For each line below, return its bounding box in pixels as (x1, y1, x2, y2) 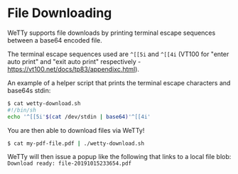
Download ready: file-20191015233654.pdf (7, 160, 132, 168)
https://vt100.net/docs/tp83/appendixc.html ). (7, 65, 140, 73)
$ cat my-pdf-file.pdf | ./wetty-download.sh (7, 140, 144, 147)
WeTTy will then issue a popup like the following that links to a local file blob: (7, 153, 232, 161)
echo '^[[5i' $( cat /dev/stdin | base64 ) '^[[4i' (7, 113, 151, 120)
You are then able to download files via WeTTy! (7, 126, 145, 134)
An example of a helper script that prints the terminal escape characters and (7, 78, 231, 87)
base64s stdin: (7, 86, 51, 94)
